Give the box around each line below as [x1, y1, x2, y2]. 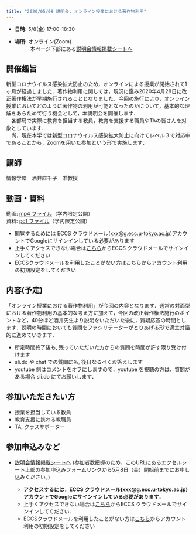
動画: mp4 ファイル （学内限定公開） [6, 210, 94, 217]
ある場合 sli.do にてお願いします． [14, 373, 97, 380]
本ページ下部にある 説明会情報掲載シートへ [30, 45, 133, 52]
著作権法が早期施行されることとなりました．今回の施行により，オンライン [11, 95, 190, 103]
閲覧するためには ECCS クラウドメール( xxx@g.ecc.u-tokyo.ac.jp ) [14, 230, 173, 237]
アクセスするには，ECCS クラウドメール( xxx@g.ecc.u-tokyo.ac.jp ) [23, 486, 188, 493]
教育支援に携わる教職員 [14, 415, 71, 422]
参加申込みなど [6, 442, 60, 452]
